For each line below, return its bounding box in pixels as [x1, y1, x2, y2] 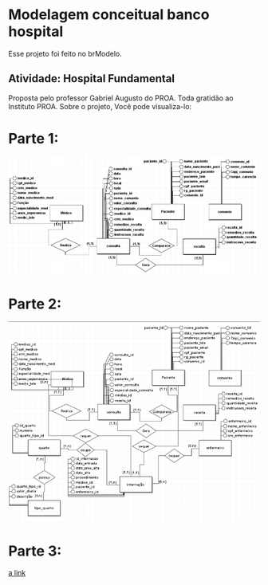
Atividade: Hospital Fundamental [8, 72, 175, 85]
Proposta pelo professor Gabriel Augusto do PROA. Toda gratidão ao [8, 93, 234, 103]
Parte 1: [8, 129, 59, 147]
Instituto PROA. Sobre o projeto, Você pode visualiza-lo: [8, 101, 192, 111]
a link [8, 568, 26, 578]
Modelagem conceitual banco [8, 6, 210, 24]
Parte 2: [8, 295, 62, 312]
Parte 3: [8, 542, 62, 559]
